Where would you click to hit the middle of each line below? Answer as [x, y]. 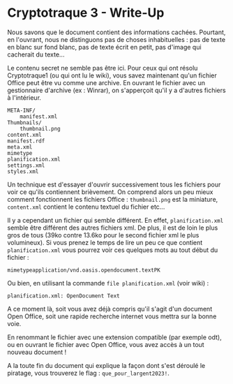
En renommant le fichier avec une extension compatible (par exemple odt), [114, 337]
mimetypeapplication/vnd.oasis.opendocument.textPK [84, 270]
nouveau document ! [37, 352]
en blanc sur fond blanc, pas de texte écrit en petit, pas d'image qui [104, 47]
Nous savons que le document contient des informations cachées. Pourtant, [116, 32]
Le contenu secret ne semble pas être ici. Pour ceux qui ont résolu [103, 68]
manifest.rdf [26, 141]
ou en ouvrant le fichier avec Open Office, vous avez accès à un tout [106, 344]
